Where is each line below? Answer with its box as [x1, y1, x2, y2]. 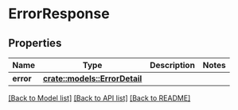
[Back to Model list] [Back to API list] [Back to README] [8, 93, 191, 103]
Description [150, 60, 195, 70]
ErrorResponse [8, 5, 110, 23]
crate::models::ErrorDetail [42, 73, 142, 84]
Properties [8, 36, 62, 50]
